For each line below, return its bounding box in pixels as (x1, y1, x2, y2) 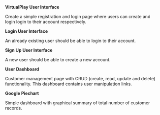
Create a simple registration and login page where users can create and (5, 14, 151, 19)
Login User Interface (5, 28, 48, 34)
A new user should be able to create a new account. (5, 57, 111, 63)
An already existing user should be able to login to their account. (5, 38, 136, 44)
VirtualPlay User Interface (5, 4, 60, 10)
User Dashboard (5, 66, 39, 72)
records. (5, 105, 22, 111)
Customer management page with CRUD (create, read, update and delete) (5, 76, 156, 81)
